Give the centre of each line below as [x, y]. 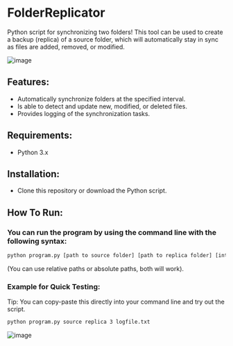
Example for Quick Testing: [54, 286]
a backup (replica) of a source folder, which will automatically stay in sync [113, 39]
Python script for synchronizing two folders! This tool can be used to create [115, 32]
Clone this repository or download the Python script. [92, 191]
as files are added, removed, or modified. [66, 47]
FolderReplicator [56, 13]
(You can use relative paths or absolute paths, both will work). [96, 268]
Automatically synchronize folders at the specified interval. [101, 99]
